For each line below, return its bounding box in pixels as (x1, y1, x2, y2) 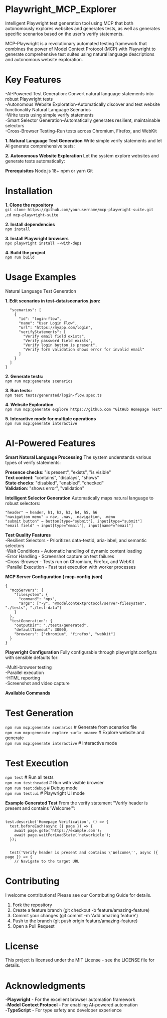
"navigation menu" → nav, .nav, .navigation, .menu (5, 514, 115, 520)
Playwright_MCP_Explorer (5, 4, 117, 15)
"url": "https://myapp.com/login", (18, 325, 93, 330)
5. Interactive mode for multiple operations (5, 415, 96, 422)
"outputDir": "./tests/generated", (14, 623, 89, 628)
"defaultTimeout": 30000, (14, 627, 69, 632)
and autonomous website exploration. (5, 56, 83, 62)
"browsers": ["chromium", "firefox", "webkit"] (14, 631, 115, 636)
